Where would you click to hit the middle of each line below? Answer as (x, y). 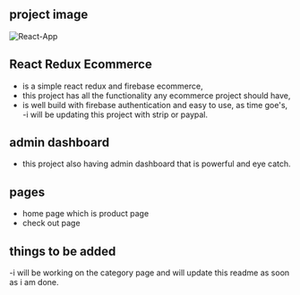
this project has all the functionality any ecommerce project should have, (156, 95)
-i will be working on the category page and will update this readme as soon (150, 273)
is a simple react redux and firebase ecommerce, (112, 86)
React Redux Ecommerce (81, 65)
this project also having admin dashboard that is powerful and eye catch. (156, 164)
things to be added (63, 251)
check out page (51, 223)
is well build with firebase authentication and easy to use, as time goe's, (155, 105)
